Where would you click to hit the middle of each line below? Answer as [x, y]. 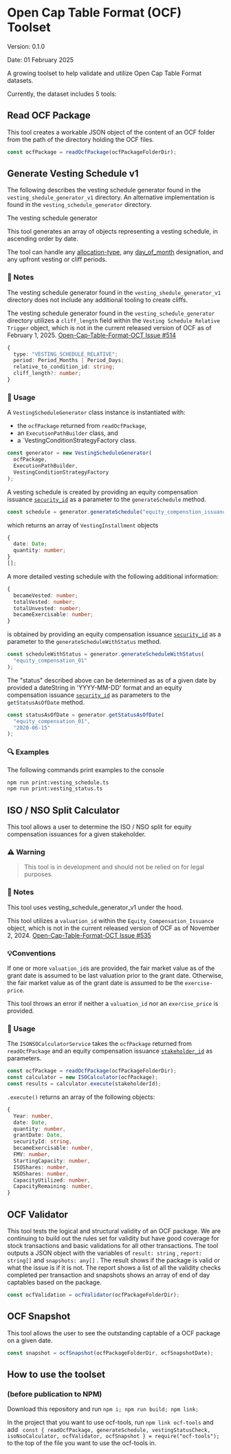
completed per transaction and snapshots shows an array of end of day [109, 1275]
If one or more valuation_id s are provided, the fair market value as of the [111, 968]
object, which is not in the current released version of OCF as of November [113, 928]
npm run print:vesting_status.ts [55, 789]
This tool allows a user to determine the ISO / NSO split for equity [99, 827]
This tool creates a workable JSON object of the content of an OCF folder [111, 132]
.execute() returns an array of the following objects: [81, 1097]
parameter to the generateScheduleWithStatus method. [84, 642]
